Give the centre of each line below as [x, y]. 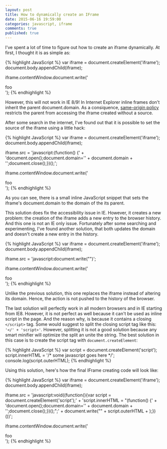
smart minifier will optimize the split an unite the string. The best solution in [82, 335]
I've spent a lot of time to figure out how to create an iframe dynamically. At [83, 47]
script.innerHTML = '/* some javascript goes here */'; [60, 355]
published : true [22, 33]
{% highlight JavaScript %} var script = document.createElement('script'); [81, 350]
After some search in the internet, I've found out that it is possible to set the [83, 123]
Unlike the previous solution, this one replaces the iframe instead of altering [83, 293]
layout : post [19, 10]
